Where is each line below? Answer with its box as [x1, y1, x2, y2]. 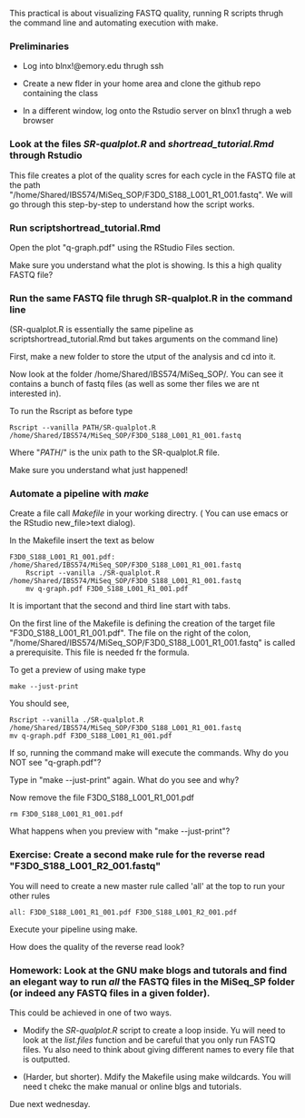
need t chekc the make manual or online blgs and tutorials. [22, 1081, 242, 1093]
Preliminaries [9, 40, 70, 53]
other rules [9, 890, 51, 901]
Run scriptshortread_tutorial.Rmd [9, 222, 162, 234]
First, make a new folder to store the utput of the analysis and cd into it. [9, 351, 277, 362]
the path [9, 179, 41, 190]
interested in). [9, 388, 62, 399]
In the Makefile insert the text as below [9, 535, 154, 546]
